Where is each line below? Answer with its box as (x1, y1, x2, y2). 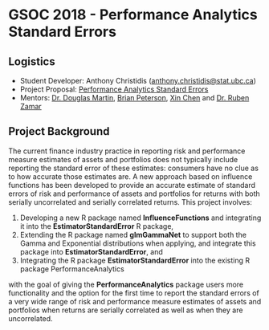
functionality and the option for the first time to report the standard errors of (8, 287, 259, 298)
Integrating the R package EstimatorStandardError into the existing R (19, 255, 251, 265)
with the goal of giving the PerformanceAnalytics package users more (8, 279, 244, 289)
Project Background (8, 124, 110, 138)
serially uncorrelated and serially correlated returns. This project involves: (8, 197, 253, 206)
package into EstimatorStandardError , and (19, 246, 163, 256)
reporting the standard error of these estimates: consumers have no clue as (8, 163, 259, 173)
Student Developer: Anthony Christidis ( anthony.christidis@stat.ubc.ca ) (19, 76, 257, 85)
